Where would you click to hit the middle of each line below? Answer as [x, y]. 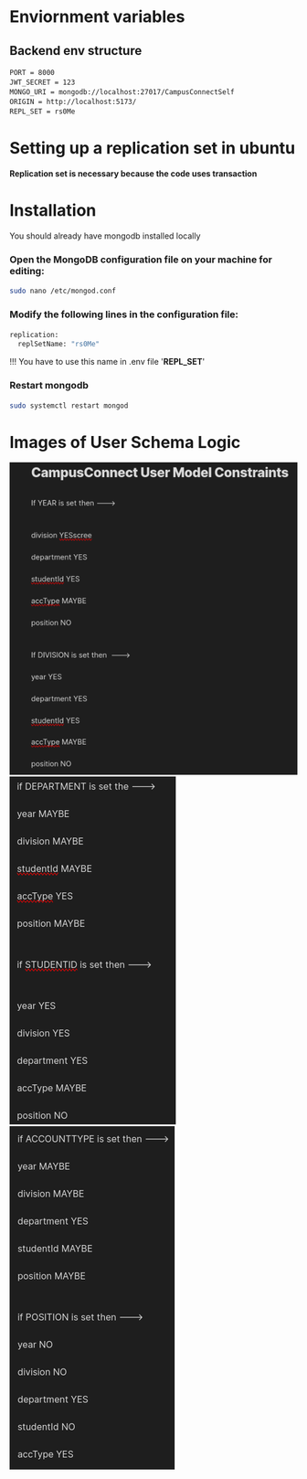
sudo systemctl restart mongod [69, 405]
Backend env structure [76, 51]
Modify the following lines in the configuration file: [124, 314]
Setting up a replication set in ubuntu [152, 148]
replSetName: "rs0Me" [59, 345]
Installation [53, 211]
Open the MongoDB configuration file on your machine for [141, 260]
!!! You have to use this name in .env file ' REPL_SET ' [107, 362]
